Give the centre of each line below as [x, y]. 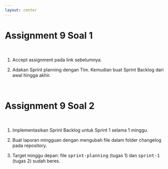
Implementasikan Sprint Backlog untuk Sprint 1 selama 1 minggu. [80, 130]
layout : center [21, 10]
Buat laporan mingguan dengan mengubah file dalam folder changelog [87, 140]
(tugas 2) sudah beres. [36, 161]
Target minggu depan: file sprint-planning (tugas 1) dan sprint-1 [86, 155]
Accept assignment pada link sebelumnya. [57, 60]
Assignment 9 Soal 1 [49, 35]
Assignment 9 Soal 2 [50, 106]
